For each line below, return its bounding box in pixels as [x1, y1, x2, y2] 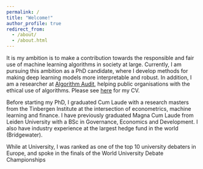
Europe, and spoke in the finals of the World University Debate [6, 149, 164, 157]
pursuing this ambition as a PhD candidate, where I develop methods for [6, 67, 188, 74]
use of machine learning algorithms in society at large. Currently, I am [6, 61, 182, 68]
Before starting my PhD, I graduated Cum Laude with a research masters [6, 99, 190, 106]
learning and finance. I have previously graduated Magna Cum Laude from [6, 111, 194, 119]
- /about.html [12, 37, 48, 43]
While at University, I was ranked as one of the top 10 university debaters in [6, 143, 196, 150]
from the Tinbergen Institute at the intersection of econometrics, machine [6, 105, 191, 112]
